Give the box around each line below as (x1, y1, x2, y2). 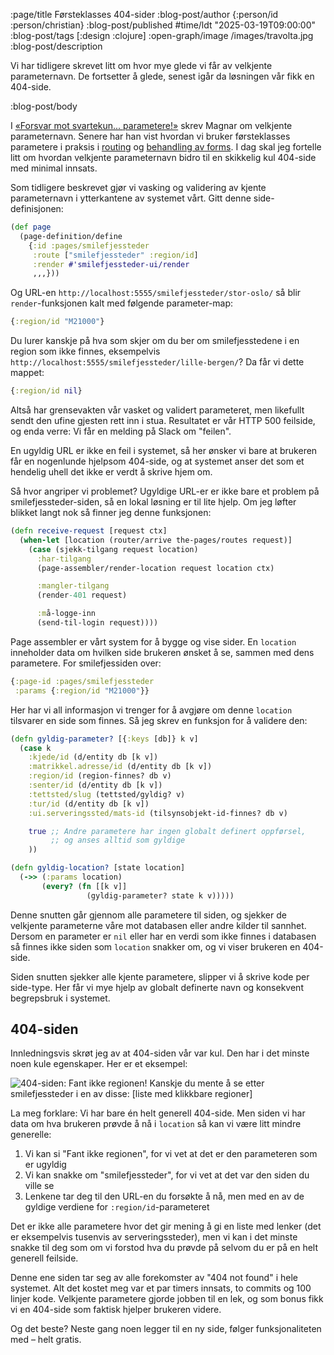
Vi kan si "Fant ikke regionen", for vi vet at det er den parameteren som (24, 1148, 318, 1160)
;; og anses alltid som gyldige (50, 835, 186, 846)
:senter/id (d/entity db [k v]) (28, 780, 163, 790)
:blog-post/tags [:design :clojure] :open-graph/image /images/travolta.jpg (10, 30, 314, 41)
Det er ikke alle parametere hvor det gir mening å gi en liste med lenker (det (10, 1220, 322, 1233)
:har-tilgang (36, 554, 92, 564)
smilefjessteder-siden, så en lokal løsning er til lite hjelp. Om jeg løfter (10, 496, 297, 508)
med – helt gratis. (10, 1334, 82, 1346)
